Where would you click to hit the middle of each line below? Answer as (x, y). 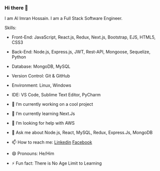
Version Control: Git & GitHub (41, 76)
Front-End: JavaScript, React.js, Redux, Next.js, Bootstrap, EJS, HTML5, (84, 37)
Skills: (10, 28)
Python (19, 57)
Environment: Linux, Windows (41, 85)
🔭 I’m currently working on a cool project (52, 104)
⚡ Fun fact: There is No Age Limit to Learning (57, 163)
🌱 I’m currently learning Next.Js (43, 114)
